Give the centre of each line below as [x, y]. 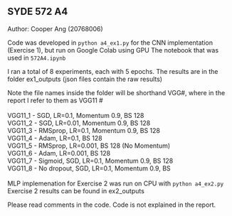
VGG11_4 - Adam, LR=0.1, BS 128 [55, 138]
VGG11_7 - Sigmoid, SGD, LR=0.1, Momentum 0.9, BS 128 [90, 161]
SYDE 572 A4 [38, 12]
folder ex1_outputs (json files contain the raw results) [85, 79]
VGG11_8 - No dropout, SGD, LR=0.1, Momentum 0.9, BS [89, 168]
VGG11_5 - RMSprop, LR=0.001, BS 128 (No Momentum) [89, 146]
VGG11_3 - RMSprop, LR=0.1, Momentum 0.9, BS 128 [84, 130]
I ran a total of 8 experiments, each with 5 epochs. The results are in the [113, 71]
